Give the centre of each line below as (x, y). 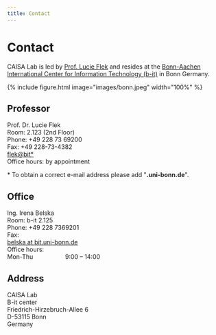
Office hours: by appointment (49, 161)
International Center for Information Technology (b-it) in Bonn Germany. (108, 73)
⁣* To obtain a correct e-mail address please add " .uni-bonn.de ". (98, 175)
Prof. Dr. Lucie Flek (34, 125)
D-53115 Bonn (27, 317)
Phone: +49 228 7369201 (43, 228)
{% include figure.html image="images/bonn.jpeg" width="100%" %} (105, 87)
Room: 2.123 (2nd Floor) (41, 132)
